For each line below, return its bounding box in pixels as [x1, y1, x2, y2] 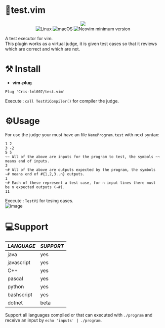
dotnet [7, 299, 23, 306]
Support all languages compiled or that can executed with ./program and [5, 312, 153, 318]
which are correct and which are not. [5, 46, 81, 52]
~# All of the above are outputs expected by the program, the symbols [5, 167, 156, 172]
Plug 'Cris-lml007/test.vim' [5, 89, 65, 94]
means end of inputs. [5, 159, 50, 164]
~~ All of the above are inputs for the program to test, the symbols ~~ [5, 154, 161, 159]
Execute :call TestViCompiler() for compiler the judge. [5, 98, 119, 104]
